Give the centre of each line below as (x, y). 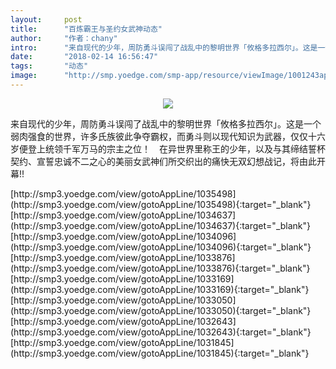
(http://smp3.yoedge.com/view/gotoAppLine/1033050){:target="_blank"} (161, 310)
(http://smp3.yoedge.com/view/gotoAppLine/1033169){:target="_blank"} (160, 289)
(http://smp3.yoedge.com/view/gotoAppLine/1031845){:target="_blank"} (160, 353)
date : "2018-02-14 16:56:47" (84, 57)
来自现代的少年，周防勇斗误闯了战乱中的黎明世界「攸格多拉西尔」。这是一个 (166, 123)
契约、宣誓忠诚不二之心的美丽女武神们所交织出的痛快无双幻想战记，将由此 (163, 161)
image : (24, 76)
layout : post (46, 19)
